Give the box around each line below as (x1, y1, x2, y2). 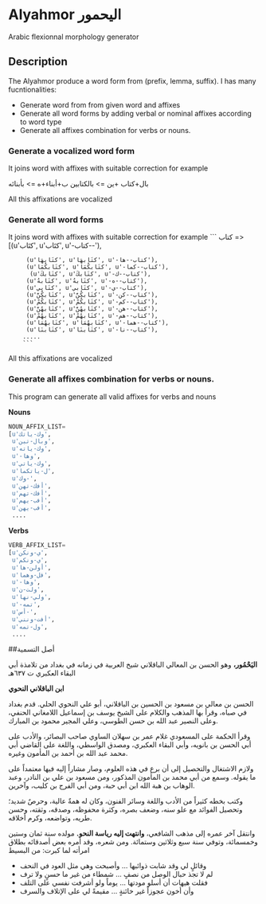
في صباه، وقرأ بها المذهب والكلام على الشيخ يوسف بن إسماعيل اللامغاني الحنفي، (8, 707, 247, 718)
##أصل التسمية (8, 644, 55, 654)
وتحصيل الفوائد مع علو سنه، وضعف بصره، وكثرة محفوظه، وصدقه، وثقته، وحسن (8, 804, 243, 814)
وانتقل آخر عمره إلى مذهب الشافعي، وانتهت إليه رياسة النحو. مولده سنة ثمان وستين (8, 828, 256, 838)
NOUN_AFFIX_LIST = (8, 422, 66, 431)
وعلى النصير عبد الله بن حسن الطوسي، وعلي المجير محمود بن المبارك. (8, 716, 218, 726)
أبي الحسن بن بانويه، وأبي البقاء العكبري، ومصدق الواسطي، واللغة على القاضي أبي (8, 740, 252, 749)
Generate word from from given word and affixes (19, 100, 181, 109)
